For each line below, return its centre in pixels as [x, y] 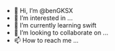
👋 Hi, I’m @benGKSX [43, 11]
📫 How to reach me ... [46, 40]
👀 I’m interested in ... [43, 18]
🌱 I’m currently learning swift [55, 25]
